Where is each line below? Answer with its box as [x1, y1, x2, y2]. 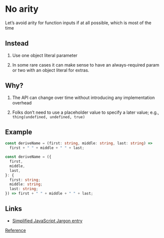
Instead [5, 39, 29, 48]
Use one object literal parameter [12, 52, 78, 58]
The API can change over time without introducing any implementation [12, 95, 155, 101]
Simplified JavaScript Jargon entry [12, 218, 82, 224]
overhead [12, 100, 32, 105]
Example [5, 128, 32, 136]
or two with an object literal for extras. [12, 67, 89, 73]
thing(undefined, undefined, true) [12, 114, 85, 119]
